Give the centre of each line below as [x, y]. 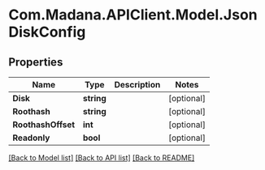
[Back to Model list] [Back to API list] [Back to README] [102, 158]
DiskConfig [47, 32]
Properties [36, 62]
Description [137, 85]
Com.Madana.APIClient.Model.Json [133, 15]
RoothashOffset [44, 125]
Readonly [31, 138]
